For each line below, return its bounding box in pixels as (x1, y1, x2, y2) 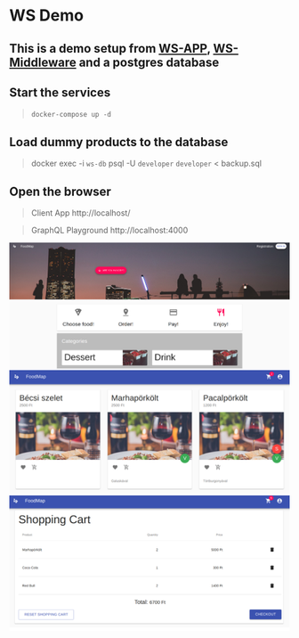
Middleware (9, 54, 77, 70)
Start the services (9, 85, 111, 100)
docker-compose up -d (30, 110, 111, 119)
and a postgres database (78, 54, 220, 70)
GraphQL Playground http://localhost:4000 (30, 225, 189, 236)
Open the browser (9, 184, 111, 199)
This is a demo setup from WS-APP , (9, 41, 211, 56)
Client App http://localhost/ (30, 208, 131, 218)
